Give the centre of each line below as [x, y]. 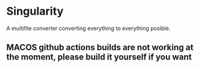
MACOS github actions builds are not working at [100, 47]
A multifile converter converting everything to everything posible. [88, 28]
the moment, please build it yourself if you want [99, 57]
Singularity [35, 11]
